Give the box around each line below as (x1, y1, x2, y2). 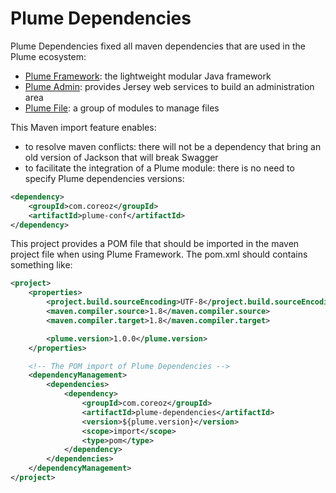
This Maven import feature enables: (10, 121, 157, 133)
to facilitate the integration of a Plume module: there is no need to (24, 162, 295, 174)
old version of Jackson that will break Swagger (24, 151, 219, 163)
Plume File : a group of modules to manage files (24, 102, 220, 114)
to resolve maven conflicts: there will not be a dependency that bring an (24, 140, 322, 152)
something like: (10, 259, 73, 271)
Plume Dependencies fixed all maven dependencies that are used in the (10, 40, 306, 52)
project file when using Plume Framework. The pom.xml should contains (10, 248, 308, 261)
